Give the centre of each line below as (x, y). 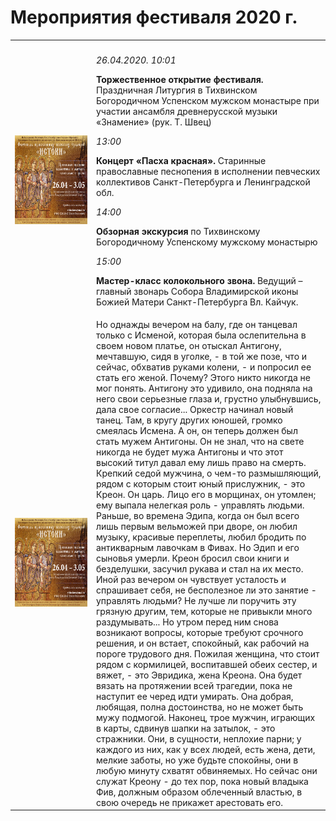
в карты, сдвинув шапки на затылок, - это (186, 728)
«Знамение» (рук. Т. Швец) (154, 122)
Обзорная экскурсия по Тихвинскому (178, 231)
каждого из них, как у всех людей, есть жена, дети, (206, 749)
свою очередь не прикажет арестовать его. (189, 802)
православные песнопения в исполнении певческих (208, 171)
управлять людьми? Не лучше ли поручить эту (196, 600)
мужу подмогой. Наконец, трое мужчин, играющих (206, 717)
